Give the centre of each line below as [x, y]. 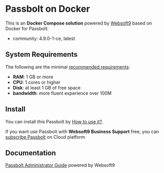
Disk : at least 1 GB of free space [47, 88]
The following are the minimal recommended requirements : [68, 67]
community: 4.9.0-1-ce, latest [44, 38]
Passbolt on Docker [48, 9]
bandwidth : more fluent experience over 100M [62, 93]
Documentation [31, 153]
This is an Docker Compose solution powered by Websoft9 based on [79, 23]
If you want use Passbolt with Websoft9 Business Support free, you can [82, 132]
